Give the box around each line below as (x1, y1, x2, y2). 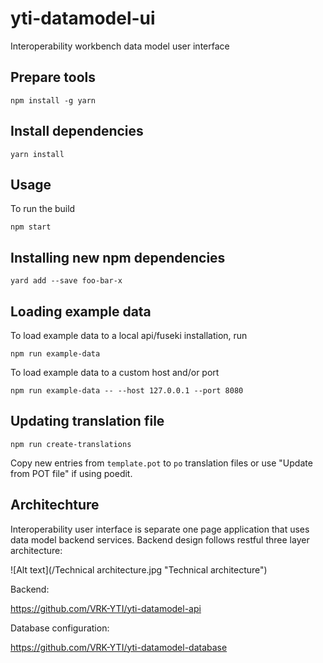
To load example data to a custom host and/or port (10, 367, 220, 378)
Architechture (10, 497, 100, 514)
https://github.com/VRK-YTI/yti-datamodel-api (10, 602, 202, 614)
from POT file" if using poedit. (10, 467, 133, 479)
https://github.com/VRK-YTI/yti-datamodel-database (10, 641, 228, 653)
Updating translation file (10, 413, 165, 430)
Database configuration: (10, 622, 110, 634)
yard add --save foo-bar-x (10, 276, 123, 286)
